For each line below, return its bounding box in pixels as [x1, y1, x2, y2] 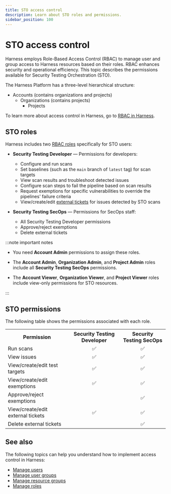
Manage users [12, 466, 43, 473]
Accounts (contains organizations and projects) [12, 92, 112, 98]
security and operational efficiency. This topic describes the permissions [5, 67, 158, 73]
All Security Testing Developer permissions [20, 219, 111, 225]
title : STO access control [5, 7, 63, 13]
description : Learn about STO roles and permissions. [5, 12, 122, 17]
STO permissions [5, 304, 61, 313]
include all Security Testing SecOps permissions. [12, 265, 118, 271]
